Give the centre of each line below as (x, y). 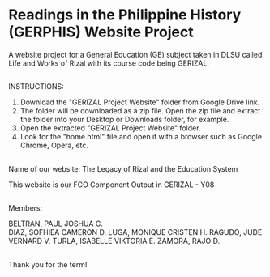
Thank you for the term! (48, 264)
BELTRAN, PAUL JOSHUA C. (56, 224)
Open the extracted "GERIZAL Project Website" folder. (110, 128)
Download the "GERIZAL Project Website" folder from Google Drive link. (140, 102)
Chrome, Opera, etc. (54, 145)
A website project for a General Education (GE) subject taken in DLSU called (135, 54)
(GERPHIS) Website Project (101, 32)
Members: (26, 208)
